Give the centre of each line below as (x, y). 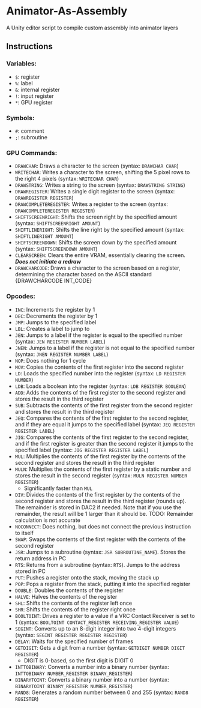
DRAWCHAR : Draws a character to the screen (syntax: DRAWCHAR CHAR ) (97, 166)
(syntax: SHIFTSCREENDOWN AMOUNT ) (56, 249)
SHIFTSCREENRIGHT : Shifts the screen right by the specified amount (96, 217)
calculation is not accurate (48, 520)
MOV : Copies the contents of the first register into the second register (99, 367)
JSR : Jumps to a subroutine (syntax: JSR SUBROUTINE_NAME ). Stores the (100, 552)
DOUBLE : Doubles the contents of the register (69, 590)
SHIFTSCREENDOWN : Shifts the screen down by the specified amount (96, 243)
